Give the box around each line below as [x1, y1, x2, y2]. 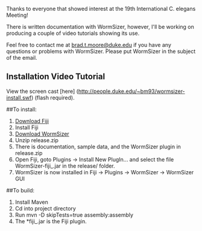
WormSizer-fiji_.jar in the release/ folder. [14, 162, 116, 169]
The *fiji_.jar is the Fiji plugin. [14, 217, 87, 225]
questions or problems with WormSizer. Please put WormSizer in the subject [6, 48, 196, 55]
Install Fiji [14, 124, 39, 131]
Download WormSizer [14, 130, 69, 138]
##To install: [6, 106, 37, 113]
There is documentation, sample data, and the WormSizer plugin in [14, 143, 181, 150]
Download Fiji [14, 117, 49, 124]
